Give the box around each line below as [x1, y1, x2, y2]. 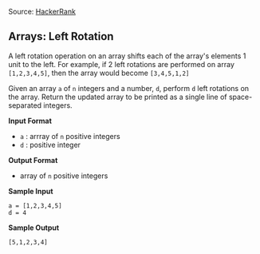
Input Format [8, 116, 52, 125]
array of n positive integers [19, 171, 108, 181]
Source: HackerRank [8, 7, 76, 16]
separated [8, 100, 42, 110]
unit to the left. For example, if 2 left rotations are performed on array [8, 59, 235, 69]
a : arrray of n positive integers [19, 131, 121, 141]
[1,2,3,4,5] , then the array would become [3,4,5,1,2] [8, 68, 190, 77]
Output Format [8, 155, 58, 165]
